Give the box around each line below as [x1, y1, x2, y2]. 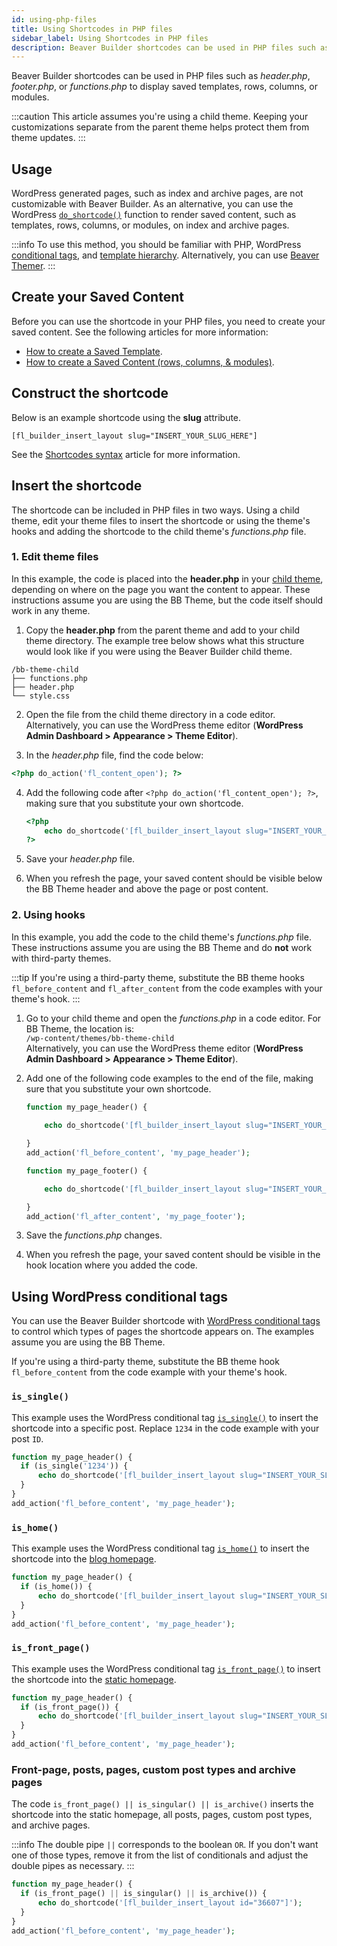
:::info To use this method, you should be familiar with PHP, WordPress [11, 239, 302, 251]
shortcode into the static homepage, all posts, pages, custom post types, [11, 1809, 313, 1821]
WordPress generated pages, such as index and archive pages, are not [11, 187, 304, 200]
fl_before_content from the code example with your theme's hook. [11, 1366, 288, 1378]
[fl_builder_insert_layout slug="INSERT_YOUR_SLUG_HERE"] [11, 431, 258, 441]
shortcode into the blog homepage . [11, 1553, 157, 1565]
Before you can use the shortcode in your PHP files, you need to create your [11, 315, 326, 327]
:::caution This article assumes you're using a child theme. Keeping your [11, 111, 309, 123]
